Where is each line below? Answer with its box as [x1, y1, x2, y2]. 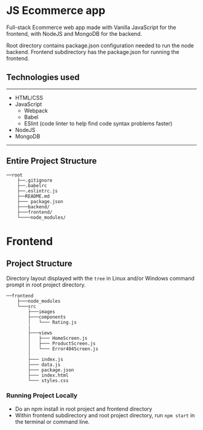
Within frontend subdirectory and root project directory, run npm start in [14, 411, 195, 418]
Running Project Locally [6, 391, 78, 400]
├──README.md [17, 193, 50, 199]
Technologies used [6, 72, 80, 82]
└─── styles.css [28, 377, 69, 383]
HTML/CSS [14, 94, 43, 101]
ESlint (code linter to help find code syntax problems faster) [24, 119, 173, 127]
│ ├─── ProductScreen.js [28, 340, 96, 346]
